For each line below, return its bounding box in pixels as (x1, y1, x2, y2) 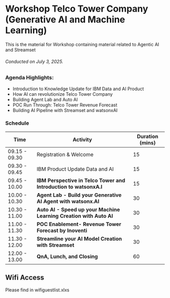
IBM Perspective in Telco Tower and (36, 177, 125, 184)
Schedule (5, 120, 29, 127)
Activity (72, 136, 93, 143)
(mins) (139, 139, 156, 146)
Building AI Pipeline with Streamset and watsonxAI (12, 107, 118, 113)
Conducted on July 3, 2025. (5, 58, 64, 64)
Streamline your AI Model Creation (36, 235, 122, 242)
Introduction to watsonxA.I (36, 183, 103, 190)
